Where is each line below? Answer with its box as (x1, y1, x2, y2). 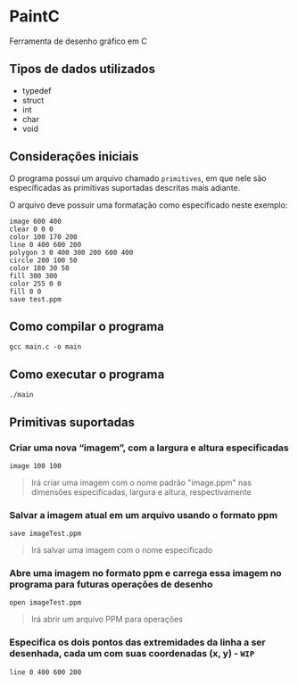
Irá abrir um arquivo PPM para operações (30, 614, 183, 625)
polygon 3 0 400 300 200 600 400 (9, 248, 134, 257)
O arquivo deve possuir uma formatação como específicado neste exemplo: (9, 199, 288, 210)
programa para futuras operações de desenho (9, 578, 213, 590)
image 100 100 (9, 461, 62, 470)
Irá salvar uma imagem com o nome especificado (30, 545, 213, 556)
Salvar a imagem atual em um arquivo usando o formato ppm (9, 508, 278, 521)
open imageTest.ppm (9, 598, 82, 607)
